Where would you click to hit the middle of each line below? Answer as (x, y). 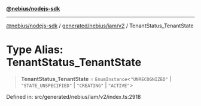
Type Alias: (35, 50)
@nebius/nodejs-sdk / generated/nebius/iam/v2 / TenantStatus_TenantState (100, 26)
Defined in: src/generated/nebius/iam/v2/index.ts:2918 (74, 96)
